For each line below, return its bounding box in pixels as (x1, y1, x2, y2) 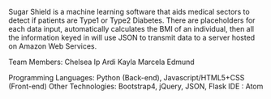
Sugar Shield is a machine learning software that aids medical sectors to (8, 7, 250, 16)
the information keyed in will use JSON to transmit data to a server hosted (8, 32, 256, 42)
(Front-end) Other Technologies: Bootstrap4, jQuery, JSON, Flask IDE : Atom (8, 81, 264, 91)
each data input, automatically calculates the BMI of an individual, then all (8, 24, 254, 33)
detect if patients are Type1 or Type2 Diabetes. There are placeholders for (8, 15, 256, 25)
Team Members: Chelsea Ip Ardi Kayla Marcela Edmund (8, 57, 195, 67)
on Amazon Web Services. (8, 41, 97, 51)
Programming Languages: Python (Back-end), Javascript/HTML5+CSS (8, 73, 245, 82)
